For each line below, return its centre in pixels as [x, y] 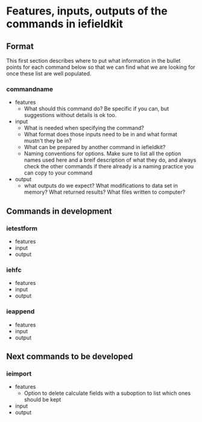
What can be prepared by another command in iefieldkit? [95, 147]
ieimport [19, 374]
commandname [30, 89]
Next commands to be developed [70, 356]
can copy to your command [58, 173]
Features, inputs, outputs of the [87, 11]
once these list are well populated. [49, 73]
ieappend [21, 312]
